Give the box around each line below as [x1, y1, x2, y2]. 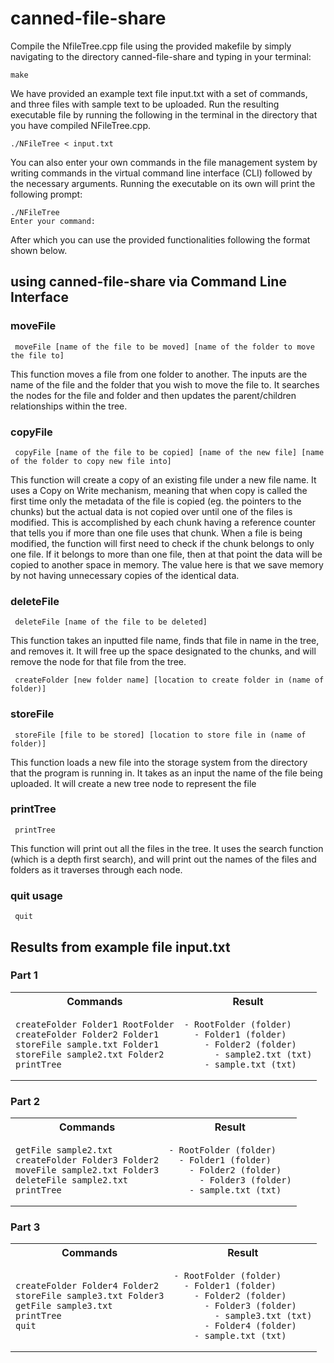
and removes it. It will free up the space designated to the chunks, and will [10, 645, 317, 657]
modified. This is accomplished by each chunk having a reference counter [10, 516, 317, 528]
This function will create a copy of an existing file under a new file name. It [10, 473, 317, 486]
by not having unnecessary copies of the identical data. [10, 569, 240, 581]
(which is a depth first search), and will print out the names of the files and [10, 853, 317, 865]
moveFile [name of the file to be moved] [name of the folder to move [14, 342, 315, 352]
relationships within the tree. [10, 400, 128, 412]
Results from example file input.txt [10, 938, 231, 956]
